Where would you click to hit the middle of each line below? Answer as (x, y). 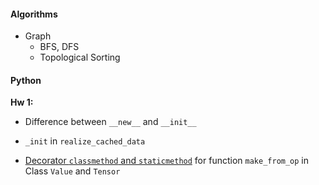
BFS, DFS (59, 47)
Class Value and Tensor (72, 171)
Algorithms (34, 14)
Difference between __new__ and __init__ (110, 122)
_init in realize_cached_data (85, 141)
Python (26, 80)
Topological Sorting (80, 57)
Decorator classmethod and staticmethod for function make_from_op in (167, 161)
